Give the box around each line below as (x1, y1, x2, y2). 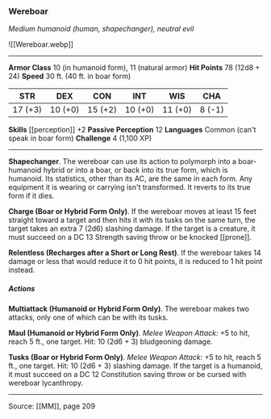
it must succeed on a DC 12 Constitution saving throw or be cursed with (8, 370, 247, 379)
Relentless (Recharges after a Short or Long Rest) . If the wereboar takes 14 (8, 248, 261, 258)
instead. (8, 265, 35, 275)
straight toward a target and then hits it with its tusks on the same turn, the (8, 216, 256, 225)
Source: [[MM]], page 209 (8, 401, 95, 411)
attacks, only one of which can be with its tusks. (8, 312, 169, 322)
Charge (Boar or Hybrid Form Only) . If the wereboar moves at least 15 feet (8, 207, 256, 216)
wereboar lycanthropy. (8, 378, 83, 388)
